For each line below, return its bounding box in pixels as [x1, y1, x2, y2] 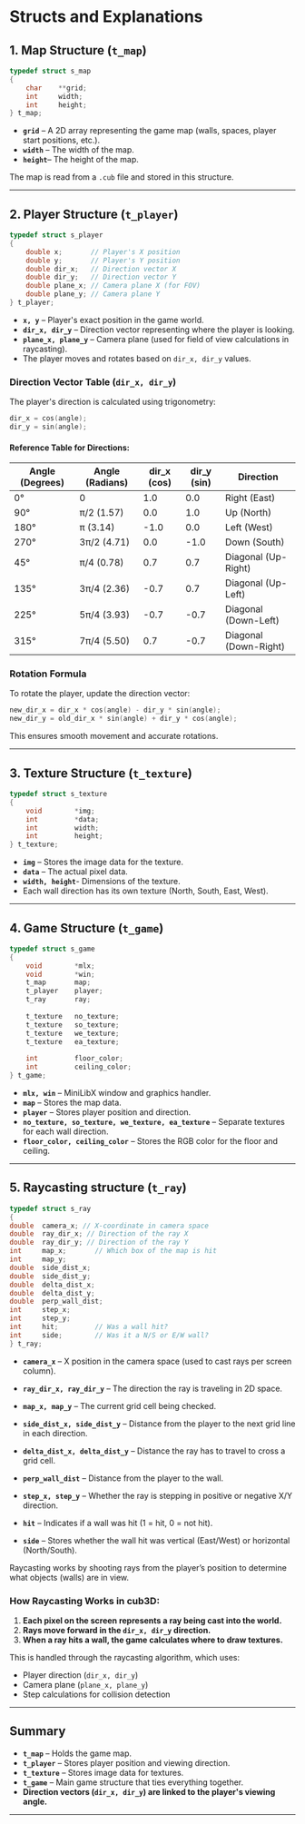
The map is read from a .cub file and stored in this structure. [9, 172, 234, 182]
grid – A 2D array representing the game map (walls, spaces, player [22, 125, 277, 136]
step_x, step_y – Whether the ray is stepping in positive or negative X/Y [22, 1490, 293, 1501]
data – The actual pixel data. [22, 866, 129, 877]
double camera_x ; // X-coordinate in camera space [9, 1221, 209, 1230]
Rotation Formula [9, 667, 87, 680]
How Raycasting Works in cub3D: [9, 1594, 161, 1607]
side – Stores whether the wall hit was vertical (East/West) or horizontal [22, 1534, 290, 1545]
